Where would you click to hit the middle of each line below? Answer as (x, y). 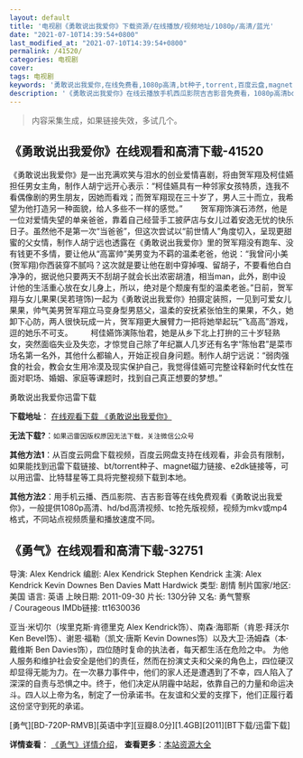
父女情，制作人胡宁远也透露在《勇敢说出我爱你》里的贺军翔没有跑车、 (155, 243)
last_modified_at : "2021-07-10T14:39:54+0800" (98, 43)
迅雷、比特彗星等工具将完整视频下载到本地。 (108, 477)
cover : (22, 69)
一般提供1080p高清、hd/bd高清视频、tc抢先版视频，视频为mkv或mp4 (158, 508)
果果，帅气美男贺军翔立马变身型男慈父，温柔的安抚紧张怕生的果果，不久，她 (151, 310)
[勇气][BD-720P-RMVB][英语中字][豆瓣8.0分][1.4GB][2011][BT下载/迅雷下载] (150, 725)
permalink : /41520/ (46, 51)
